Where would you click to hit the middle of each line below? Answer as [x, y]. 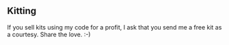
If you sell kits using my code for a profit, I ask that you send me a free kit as [114, 27]
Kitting [22, 11]
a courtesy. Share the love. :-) [49, 34]
